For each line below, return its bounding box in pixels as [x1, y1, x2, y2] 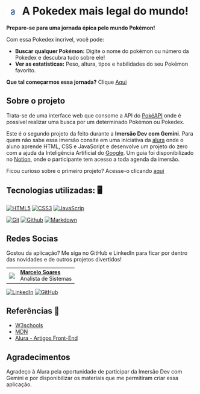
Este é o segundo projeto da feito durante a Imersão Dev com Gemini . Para [6, 130, 194, 137]
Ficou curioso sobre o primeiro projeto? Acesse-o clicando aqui [6, 167, 164, 174]
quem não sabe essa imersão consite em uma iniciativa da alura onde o [6, 136, 184, 143]
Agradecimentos [6, 352, 70, 362]
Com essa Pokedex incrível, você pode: [6, 36, 104, 43]
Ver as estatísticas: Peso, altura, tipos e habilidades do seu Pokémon [14, 60, 189, 67]
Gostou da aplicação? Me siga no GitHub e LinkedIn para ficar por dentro [6, 249, 188, 257]
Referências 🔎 [6, 306, 60, 316]
